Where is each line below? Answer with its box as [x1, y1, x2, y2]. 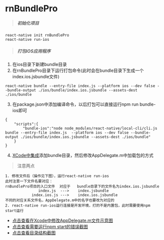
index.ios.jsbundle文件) [12, 74, 60, 80]
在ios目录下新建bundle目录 [12, 61, 67, 67]
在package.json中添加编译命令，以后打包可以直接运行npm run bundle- [12, 101, 156, 107]
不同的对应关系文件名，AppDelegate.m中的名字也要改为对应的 [5, 198, 115, 203]
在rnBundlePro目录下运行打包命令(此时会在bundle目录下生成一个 [12, 67, 144, 74]
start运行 [5, 209, 24, 213]
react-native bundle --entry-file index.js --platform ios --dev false [5, 84, 155, 89]
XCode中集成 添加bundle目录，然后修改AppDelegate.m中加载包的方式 [12, 152, 154, 158]
